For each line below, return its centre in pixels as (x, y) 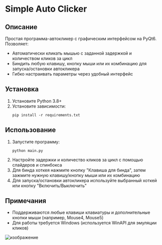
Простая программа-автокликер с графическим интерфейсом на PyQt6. (81, 38)
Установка (22, 89)
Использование (30, 130)
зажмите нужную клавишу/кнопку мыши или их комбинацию (76, 175)
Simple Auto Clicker (46, 9)
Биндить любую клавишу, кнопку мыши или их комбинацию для (79, 64)
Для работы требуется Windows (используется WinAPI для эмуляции (84, 223)
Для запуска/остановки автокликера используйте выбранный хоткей (84, 180)
